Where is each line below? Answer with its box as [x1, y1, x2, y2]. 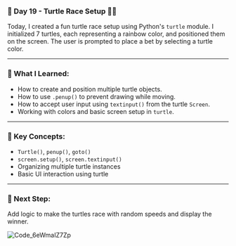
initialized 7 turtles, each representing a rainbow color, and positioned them [7, 30, 225, 38]
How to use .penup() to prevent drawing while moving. [17, 92, 176, 101]
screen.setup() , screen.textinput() [17, 155, 122, 163]
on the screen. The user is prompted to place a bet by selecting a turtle [7, 37, 213, 46]
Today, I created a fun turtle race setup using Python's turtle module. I [7, 22, 214, 31]
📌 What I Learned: [7, 69, 70, 79]
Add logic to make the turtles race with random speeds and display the [7, 210, 212, 219]
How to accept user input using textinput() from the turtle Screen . [17, 100, 211, 108]
